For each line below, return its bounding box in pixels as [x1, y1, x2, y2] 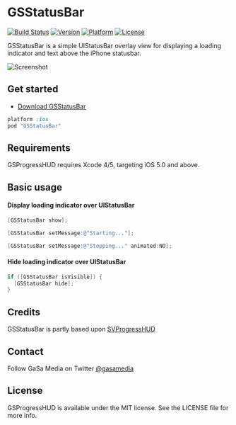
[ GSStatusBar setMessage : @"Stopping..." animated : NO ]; [7, 242, 172, 249]
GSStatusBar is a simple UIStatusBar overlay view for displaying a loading [7, 41, 221, 50]
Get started [7, 83, 59, 96]
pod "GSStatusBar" [7, 122, 61, 130]
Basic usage [7, 181, 62, 193]
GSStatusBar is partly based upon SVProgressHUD [7, 325, 155, 334]
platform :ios [7, 115, 49, 123]
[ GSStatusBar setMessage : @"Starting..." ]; [7, 229, 134, 237]
